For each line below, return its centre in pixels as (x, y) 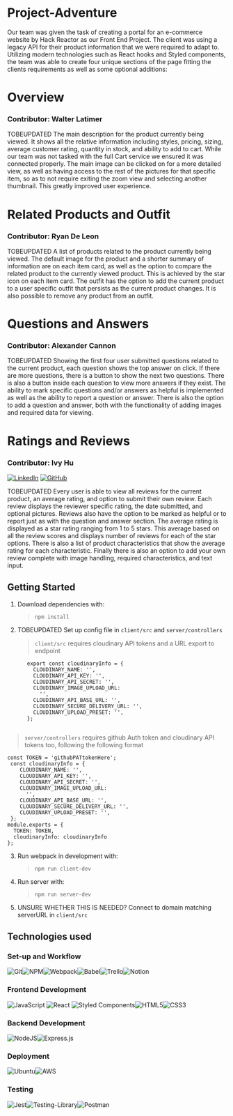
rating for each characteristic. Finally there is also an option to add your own (116, 550)
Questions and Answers (78, 324)
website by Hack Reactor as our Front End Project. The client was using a (112, 39)
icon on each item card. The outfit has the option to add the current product (115, 281)
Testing (20, 1090)
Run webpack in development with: (67, 856)
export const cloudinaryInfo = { (75, 664)
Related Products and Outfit (89, 214)
